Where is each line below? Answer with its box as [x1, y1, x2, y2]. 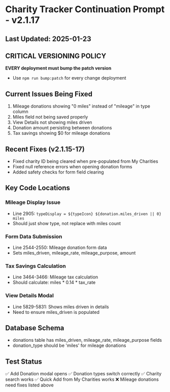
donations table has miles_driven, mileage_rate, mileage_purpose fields [12, 337, 162, 343]
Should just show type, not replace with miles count [12, 220, 121, 226]
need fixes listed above [5, 382, 54, 388]
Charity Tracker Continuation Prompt [5, 4, 165, 15]
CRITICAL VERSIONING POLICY [5, 52, 107, 60]
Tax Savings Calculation [5, 262, 66, 269]
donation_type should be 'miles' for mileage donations [12, 342, 126, 348]
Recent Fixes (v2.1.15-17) [5, 145, 85, 153]
